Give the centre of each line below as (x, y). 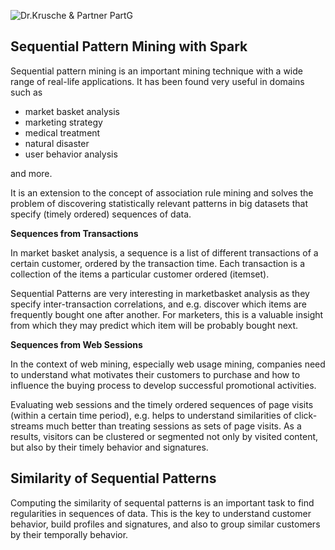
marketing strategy (63, 122)
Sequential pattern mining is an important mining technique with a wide (156, 71)
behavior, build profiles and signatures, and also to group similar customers (165, 524)
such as (26, 92)
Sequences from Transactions (74, 233)
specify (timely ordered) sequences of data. (101, 214)
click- (305, 415)
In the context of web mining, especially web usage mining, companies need (168, 364)
